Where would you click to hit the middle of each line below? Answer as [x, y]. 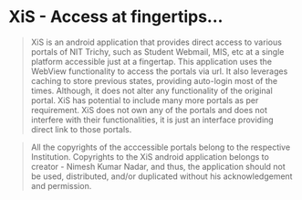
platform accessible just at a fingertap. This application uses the [151, 61]
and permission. [61, 185]
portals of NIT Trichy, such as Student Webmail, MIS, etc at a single [157, 51]
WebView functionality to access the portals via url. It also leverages [159, 71]
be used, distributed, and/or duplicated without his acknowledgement [161, 176]
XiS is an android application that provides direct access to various [156, 42]
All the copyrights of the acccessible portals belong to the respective [161, 147]
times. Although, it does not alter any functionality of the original [151, 90]
